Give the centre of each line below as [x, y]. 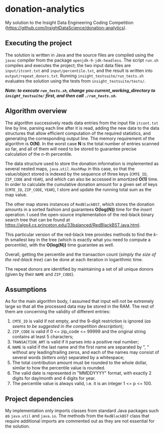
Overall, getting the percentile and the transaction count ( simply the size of [81, 254]
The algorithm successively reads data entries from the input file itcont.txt [82, 123]
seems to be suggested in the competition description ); [68, 326]
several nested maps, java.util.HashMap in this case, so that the [70, 169]
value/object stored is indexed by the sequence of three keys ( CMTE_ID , [76, 174]
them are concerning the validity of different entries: [58, 312]
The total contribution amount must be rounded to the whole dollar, [80, 363]
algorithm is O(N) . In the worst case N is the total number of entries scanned [82, 143]
